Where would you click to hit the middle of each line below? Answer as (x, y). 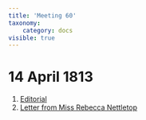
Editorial (34, 99)
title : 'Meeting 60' (43, 15)
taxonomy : (25, 23)
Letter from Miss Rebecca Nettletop (79, 107)
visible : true (32, 38)
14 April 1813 (51, 77)
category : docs (48, 30)
